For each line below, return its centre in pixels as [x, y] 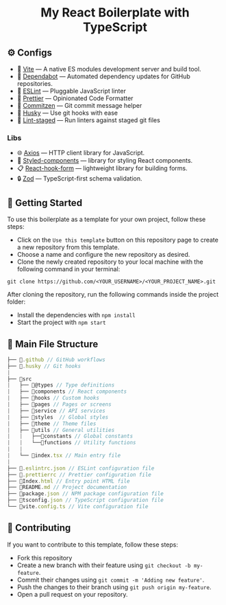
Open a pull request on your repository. [72, 594]
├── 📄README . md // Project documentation [67, 488]
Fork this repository [45, 558]
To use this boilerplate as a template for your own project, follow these [106, 219]
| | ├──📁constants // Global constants [70, 436]
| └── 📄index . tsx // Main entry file [64, 456]
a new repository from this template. [68, 247]
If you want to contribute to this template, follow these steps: [93, 545]
